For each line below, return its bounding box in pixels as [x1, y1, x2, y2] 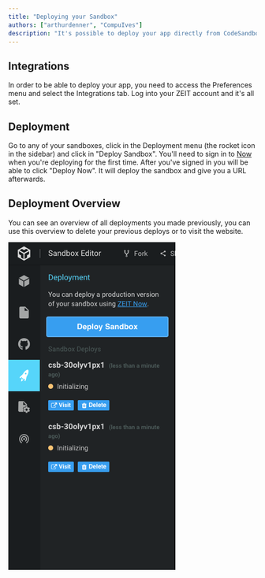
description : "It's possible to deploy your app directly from [8, 29, 221, 37]
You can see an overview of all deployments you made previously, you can [8, 217, 251, 228]
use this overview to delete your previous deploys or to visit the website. [8, 226, 244, 235]
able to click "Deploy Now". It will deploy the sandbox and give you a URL [8, 166, 247, 175]
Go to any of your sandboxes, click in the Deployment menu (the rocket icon [8, 141, 256, 150]
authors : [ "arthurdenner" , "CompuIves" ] [8, 20, 144, 29]
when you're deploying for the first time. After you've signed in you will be [8, 157, 248, 167]
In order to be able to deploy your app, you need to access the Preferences [8, 80, 252, 90]
